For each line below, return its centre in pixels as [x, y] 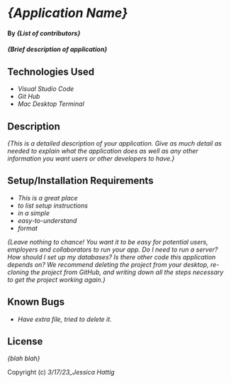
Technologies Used [51, 71]
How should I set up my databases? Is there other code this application [112, 257]
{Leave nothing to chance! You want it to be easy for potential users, [108, 242]
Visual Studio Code [46, 89]
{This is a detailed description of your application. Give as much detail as [114, 143]
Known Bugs [36, 302]
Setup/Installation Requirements [80, 181]
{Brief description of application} [57, 49]
